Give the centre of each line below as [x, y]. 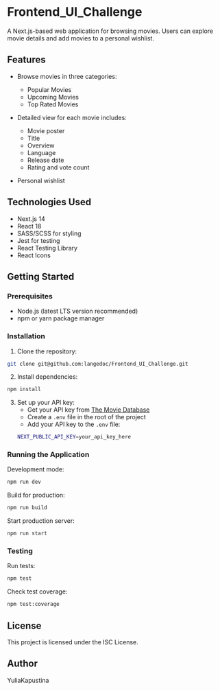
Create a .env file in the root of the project [86, 417]
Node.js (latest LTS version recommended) [77, 311]
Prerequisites [30, 296]
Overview [41, 145]
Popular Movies [49, 89]
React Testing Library [47, 248]
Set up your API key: [46, 403]
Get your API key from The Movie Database [88, 410]
